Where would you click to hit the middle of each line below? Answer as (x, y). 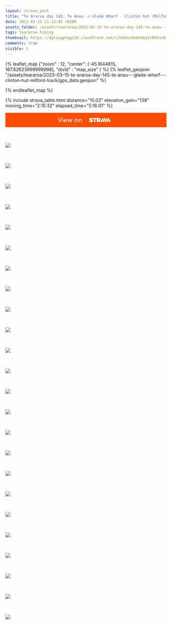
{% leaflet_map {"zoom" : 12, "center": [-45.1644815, (61, 64)
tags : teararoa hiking (29, 33)
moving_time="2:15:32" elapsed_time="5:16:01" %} (59, 106)
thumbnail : (17, 38)
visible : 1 (17, 49)
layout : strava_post (27, 11)
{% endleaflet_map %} (29, 90)
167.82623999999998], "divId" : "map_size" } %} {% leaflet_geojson (78, 69)
